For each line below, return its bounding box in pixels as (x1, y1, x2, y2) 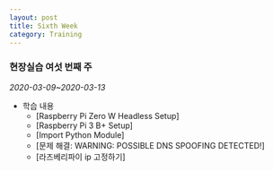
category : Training (9, 30, 83, 38)
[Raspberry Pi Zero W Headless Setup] (35, 110, 180, 121)
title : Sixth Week (9, 21, 78, 30)
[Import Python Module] (35, 129, 125, 140)
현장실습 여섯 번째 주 (9, 61, 92, 73)
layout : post (9, 13, 58, 22)
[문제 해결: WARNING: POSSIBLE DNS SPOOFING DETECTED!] (35, 140, 265, 150)
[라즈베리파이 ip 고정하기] (35, 151, 126, 162)
